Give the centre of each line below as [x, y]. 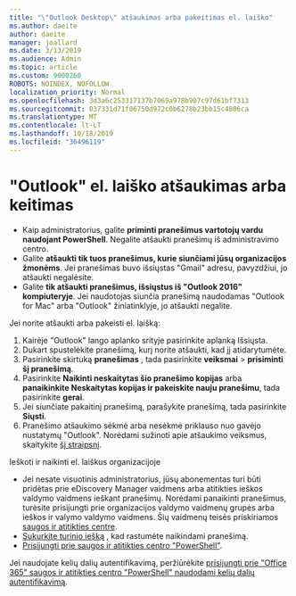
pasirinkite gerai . [53, 397]
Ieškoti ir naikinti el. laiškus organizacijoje [85, 461]
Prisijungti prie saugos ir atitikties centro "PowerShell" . [122, 545]
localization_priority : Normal [67, 92]
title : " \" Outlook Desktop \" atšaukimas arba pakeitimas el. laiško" [141, 17]
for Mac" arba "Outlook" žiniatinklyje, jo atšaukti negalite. [127, 305]
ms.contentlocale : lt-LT [55, 126]
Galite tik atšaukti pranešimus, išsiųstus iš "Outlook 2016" [132, 286]
